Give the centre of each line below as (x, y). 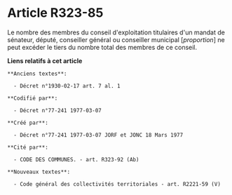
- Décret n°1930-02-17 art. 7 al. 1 (67, 86)
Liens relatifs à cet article (45, 60)
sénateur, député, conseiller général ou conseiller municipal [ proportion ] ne (116, 39)
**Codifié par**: (33, 98)
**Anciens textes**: (37, 74)
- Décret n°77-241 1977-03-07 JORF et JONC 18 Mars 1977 (98, 135)
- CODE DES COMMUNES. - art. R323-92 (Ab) (76, 159)
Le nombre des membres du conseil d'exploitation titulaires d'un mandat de (116, 32)
